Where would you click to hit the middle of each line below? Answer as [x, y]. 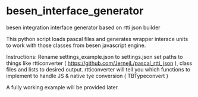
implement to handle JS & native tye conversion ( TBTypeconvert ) [87, 76]
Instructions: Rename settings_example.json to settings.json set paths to [95, 57]
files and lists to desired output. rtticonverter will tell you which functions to [98, 69]
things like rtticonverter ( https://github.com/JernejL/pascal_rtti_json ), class [99, 63]
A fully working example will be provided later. [63, 87]
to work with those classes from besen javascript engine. [76, 45]
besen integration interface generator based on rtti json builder [83, 27]
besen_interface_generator [75, 11]
